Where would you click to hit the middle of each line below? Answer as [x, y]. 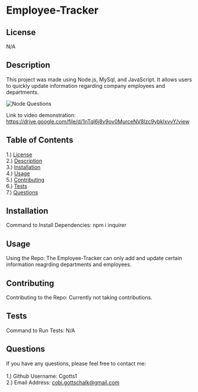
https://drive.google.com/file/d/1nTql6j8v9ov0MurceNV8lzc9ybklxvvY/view [98, 121]
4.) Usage [18, 173]
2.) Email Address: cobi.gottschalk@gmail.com [63, 382]
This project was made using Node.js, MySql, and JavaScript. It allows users [99, 79]
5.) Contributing [25, 179]
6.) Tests [17, 186]
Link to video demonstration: [41, 115]
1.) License [19, 154]
